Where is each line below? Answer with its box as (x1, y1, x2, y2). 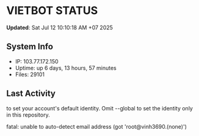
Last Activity (6, 88, 56, 99)
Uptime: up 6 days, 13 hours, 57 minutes (15, 64, 117, 71)
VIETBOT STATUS (6, 4, 98, 18)
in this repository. (6, 111, 50, 118)
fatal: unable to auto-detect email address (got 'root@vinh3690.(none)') (6, 123, 187, 130)
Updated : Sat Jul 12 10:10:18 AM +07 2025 (6, 24, 113, 31)
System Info (6, 41, 54, 52)
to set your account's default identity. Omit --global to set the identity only (6, 104, 194, 112)
